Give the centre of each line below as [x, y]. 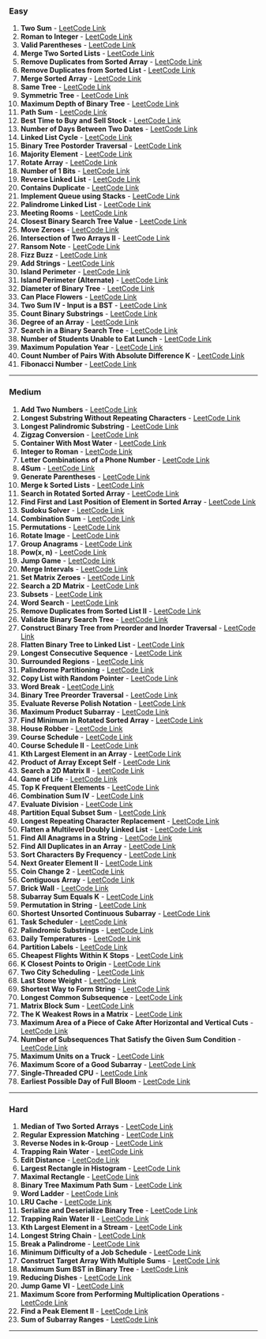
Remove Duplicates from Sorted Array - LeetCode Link [111, 62]
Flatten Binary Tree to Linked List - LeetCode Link [102, 644]
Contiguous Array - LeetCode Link [77, 880]
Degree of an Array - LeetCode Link [79, 322]
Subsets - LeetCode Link [62, 594]
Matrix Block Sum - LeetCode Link [77, 1005]
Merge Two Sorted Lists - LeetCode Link [87, 54]
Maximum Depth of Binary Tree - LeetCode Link [100, 104]
